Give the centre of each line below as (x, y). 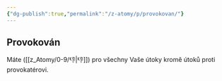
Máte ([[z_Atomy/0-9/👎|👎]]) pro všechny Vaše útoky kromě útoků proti (111, 60)
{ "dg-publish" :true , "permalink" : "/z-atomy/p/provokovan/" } (95, 14)
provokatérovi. (28, 70)
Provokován (34, 43)
